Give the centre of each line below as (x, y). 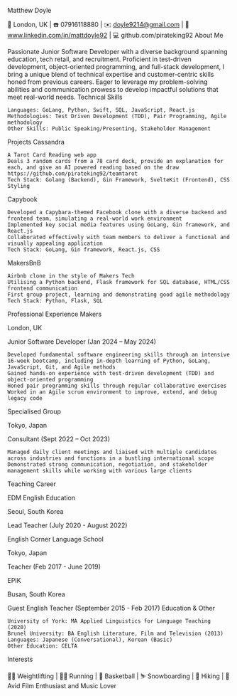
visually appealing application (55, 243)
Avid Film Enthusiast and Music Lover (62, 686)
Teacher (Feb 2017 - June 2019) (54, 566)
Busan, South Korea (36, 594)
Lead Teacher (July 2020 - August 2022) (67, 525)
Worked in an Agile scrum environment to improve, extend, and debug (112, 392)
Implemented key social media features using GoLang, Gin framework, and (119, 225)
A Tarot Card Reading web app (52, 155)
